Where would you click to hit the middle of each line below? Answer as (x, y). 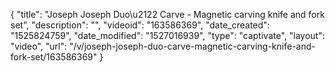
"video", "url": (39, 46)
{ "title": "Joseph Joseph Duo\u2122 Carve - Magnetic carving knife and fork (167, 14)
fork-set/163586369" (54, 57)
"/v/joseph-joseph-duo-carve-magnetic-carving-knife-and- (192, 46)
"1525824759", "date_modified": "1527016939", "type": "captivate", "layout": (167, 35)
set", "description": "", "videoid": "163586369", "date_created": (140, 25)
